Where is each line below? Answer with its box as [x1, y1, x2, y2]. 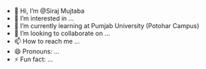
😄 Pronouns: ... [13, 47, 60, 56]
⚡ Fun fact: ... [13, 55, 53, 63]
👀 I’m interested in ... [13, 14, 74, 23]
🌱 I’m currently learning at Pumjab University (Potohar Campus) [13, 22, 200, 30]
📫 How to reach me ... [13, 37, 80, 45]
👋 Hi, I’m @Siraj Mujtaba [13, 7, 85, 15]
